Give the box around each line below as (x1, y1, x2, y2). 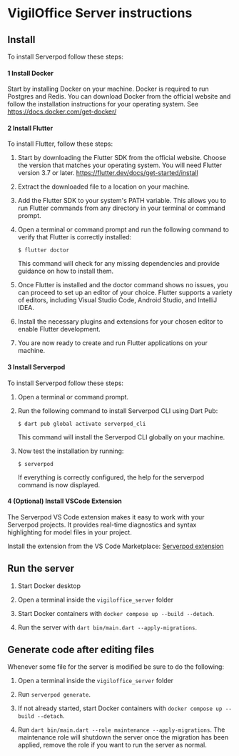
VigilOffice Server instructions (7, 5, 193, 21)
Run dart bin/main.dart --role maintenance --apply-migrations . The (17, 725, 225, 734)
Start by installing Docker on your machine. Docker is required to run (7, 84, 209, 94)
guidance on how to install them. (17, 267, 114, 276)
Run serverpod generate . (17, 690, 91, 699)
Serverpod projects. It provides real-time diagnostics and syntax (7, 520, 197, 529)
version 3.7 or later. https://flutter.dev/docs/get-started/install (17, 169, 198, 177)
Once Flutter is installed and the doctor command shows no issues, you (17, 281, 228, 289)
